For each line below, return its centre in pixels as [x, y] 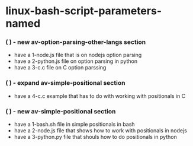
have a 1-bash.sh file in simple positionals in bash [74, 124]
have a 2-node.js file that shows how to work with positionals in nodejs [100, 131]
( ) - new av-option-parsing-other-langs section [76, 42]
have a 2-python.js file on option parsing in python [75, 61]
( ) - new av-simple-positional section [61, 111]
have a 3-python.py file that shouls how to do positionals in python [95, 137]
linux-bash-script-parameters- [84, 11]
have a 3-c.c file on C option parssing [60, 68]
